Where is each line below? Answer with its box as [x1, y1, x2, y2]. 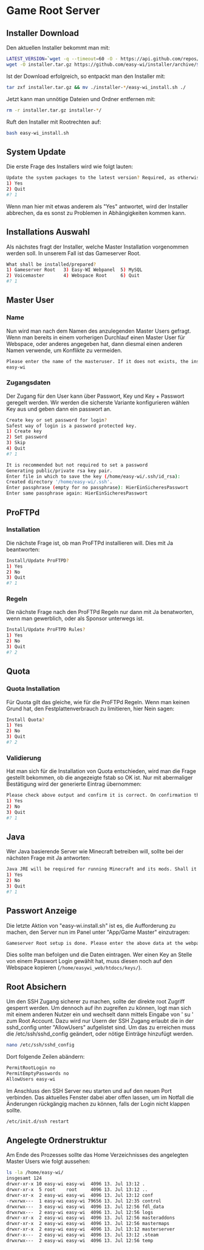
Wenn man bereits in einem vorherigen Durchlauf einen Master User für [6, 333, 185, 341]
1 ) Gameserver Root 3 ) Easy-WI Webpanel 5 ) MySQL [6, 267, 143, 273]
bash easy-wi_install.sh [6, 130, 69, 136]
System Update [6, 147, 66, 157]
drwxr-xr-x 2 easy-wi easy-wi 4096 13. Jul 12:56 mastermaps [6, 1221, 170, 1227]
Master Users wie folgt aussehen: [6, 1158, 90, 1165]
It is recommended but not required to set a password [6, 462, 148, 468]
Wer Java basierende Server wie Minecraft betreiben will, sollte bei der [6, 848, 184, 855]
